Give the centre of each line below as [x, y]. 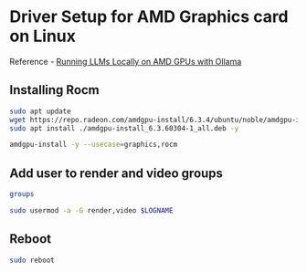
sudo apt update [40, 111]
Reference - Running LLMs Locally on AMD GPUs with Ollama [126, 61]
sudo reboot [32, 260]
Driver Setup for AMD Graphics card [149, 17]
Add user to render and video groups [116, 173]
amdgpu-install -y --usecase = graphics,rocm [94, 145]
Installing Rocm [55, 90]
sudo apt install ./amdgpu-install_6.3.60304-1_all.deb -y [124, 128]
